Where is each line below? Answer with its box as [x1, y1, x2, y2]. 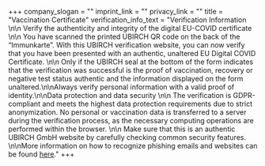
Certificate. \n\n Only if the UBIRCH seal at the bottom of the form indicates [8, 57, 254, 66]
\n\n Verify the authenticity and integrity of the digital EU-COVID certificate [8, 24, 252, 32]
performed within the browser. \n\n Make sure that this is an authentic [8, 124, 236, 134]
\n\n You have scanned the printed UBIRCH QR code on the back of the [8, 32, 240, 41]
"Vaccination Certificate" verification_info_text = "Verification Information [8, 15, 247, 25]
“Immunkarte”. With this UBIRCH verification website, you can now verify [8, 40, 245, 50]
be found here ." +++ [8, 149, 75, 159]
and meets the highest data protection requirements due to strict [42, 99, 253, 108]
